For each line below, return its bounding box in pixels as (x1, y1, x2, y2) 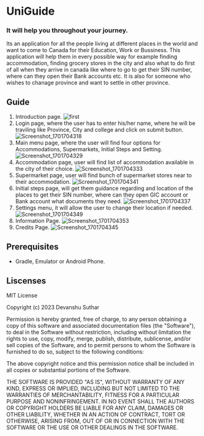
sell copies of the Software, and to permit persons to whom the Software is (6, 341, 196, 348)
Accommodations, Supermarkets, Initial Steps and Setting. (15, 146, 162, 153)
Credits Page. (15, 224, 50, 231)
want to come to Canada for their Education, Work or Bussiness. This (6, 47, 181, 54)
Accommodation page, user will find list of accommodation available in (15, 159, 194, 166)
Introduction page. (15, 113, 62, 121)
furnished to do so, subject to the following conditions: (6, 348, 144, 355)
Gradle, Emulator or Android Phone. (15, 258, 105, 265)
